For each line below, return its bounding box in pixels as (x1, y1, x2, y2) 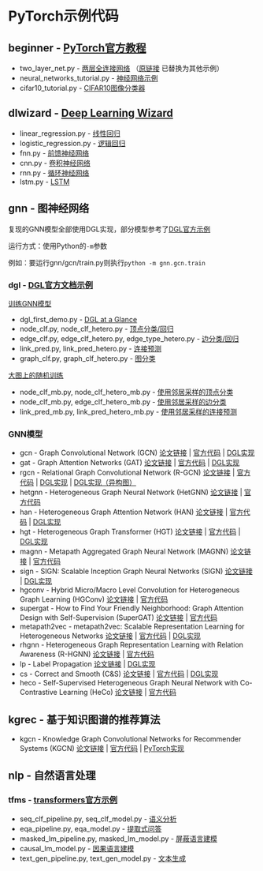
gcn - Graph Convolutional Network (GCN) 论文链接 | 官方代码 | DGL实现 (19, 448, 255, 458)
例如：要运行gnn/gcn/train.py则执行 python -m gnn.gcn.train (8, 257, 206, 267)
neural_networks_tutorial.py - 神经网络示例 (19, 73, 158, 83)
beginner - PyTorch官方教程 (8, 41, 146, 54)
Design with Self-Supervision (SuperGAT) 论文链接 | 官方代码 (19, 613, 218, 622)
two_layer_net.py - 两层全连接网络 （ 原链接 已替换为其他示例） (19, 64, 224, 73)
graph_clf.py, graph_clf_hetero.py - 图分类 (19, 353, 156, 363)
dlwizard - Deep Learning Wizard (8, 107, 173, 120)
